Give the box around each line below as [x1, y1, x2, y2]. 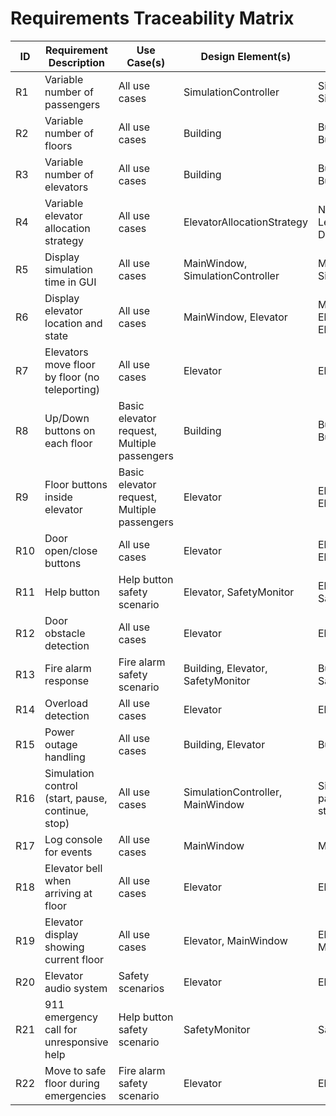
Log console [44, 832, 103, 846]
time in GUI [44, 275, 97, 289]
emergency [44, 1010, 98, 1024]
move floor [44, 357, 96, 371]
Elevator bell [44, 861, 103, 875]
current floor [44, 952, 104, 966]
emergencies [44, 1088, 107, 1102]
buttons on [44, 423, 96, 437]
